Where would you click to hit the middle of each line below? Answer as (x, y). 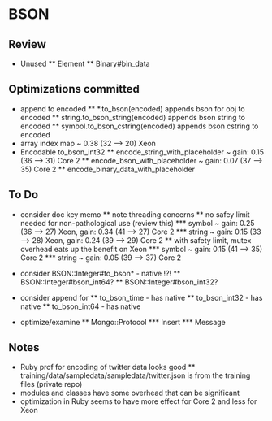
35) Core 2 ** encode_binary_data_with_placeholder (108, 169)
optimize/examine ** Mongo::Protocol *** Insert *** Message (123, 322)
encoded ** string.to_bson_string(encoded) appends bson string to (133, 117)
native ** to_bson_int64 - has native (80, 306)
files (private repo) (51, 384)
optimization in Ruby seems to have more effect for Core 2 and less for (138, 401)
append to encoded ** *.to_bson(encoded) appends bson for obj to (132, 109)
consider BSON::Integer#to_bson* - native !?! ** (100, 273)
